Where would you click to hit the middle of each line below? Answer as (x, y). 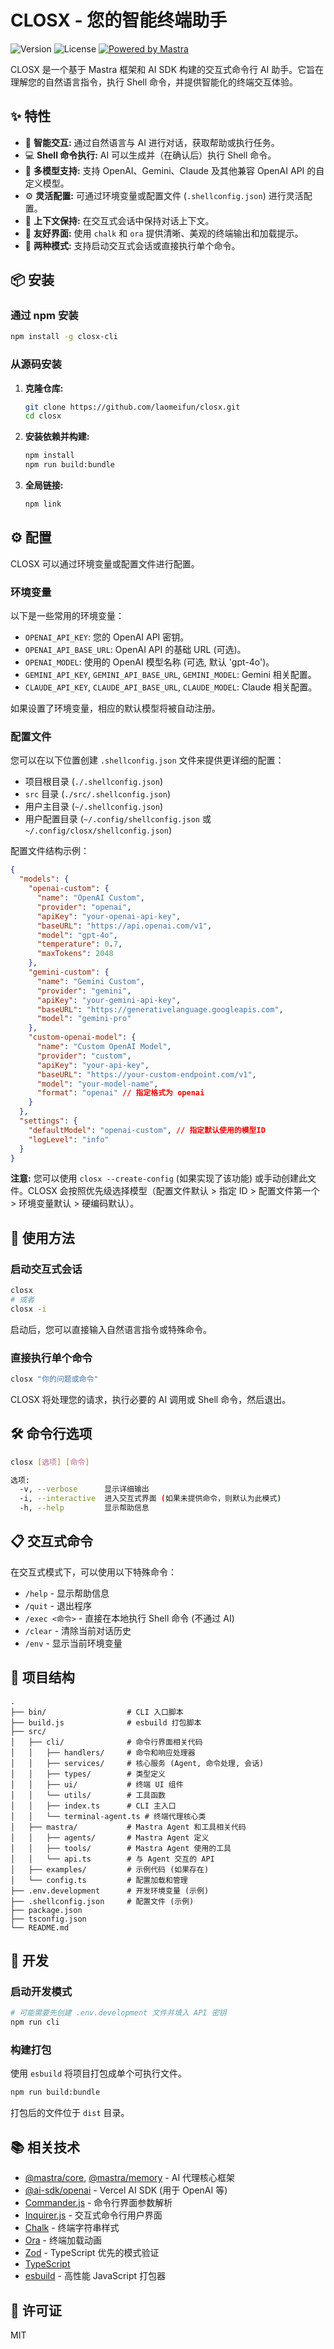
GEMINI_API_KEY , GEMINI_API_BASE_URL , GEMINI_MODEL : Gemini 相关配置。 (170, 675)
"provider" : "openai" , (84, 907)
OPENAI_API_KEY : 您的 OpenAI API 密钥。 (107, 637)
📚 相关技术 (45, 2147)
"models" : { (44, 879)
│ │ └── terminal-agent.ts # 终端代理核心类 (108, 1816)
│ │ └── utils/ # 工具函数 (88, 1795)
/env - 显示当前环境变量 (73, 1643)
